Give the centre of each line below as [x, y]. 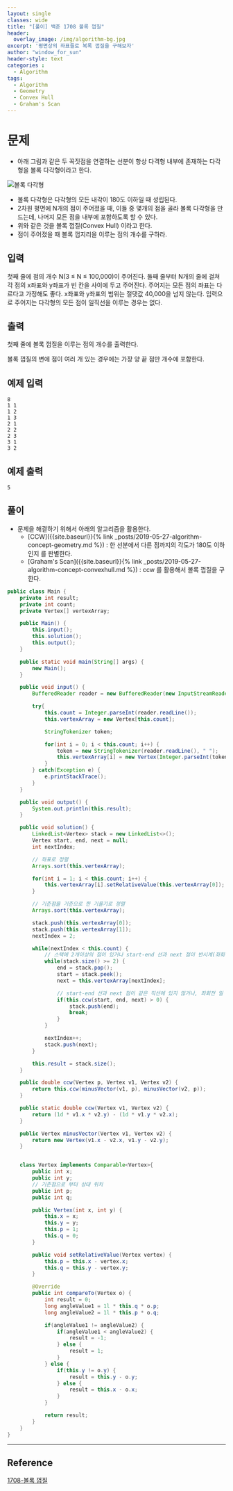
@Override [46, 1287]
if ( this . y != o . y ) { [86, 1370]
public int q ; [52, 1197]
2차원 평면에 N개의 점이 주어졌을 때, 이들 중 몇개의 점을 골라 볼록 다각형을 [116, 208]
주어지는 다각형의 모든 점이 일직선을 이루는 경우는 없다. [88, 302]
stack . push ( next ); [71, 1044]
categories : [26, 65]
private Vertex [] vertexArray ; [65, 611]
